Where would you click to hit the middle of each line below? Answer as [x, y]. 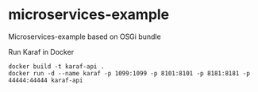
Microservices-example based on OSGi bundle [85, 36]
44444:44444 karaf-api [46, 80]
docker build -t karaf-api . [56, 66]
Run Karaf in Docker [41, 52]
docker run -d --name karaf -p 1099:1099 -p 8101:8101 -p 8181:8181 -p [129, 73]
